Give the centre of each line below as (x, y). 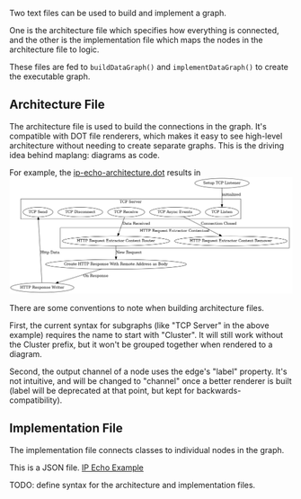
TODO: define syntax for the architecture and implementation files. (133, 485)
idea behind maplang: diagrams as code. (84, 155)
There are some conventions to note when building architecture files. (137, 308)
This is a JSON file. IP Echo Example (76, 468)
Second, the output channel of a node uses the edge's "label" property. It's (148, 371)
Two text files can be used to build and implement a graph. (118, 13)
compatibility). (36, 400)
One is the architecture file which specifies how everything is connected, (144, 30)
